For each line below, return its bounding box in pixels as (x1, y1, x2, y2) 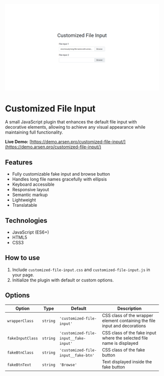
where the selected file (102, 335, 148, 341)
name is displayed (102, 340, 139, 346)
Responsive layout (12, 187, 49, 193)
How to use (5, 254, 40, 262)
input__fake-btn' (59, 353, 95, 358)
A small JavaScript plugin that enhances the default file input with (5, 119, 137, 125)
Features (5, 158, 33, 166)
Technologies (5, 216, 48, 225)
